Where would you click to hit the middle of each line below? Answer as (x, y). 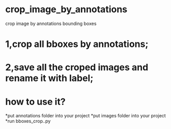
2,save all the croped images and (77, 68)
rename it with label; (49, 78)
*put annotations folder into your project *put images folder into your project (86, 116)
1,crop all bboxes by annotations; (77, 44)
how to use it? (35, 102)
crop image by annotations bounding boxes (51, 23)
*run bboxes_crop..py (28, 121)
